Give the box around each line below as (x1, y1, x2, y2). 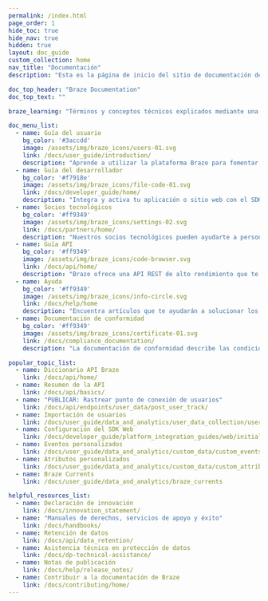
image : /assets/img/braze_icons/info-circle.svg (22, 292, 187, 300)
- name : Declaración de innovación (15, 500, 134, 508)
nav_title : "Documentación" (8, 64, 102, 72)
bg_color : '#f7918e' (22, 173, 91, 182)
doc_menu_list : (8, 121, 59, 130)
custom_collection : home (8, 57, 91, 65)
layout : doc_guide (8, 49, 69, 57)
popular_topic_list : (8, 358, 77, 367)
